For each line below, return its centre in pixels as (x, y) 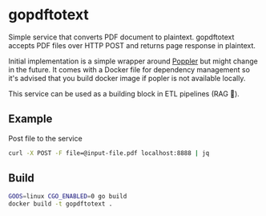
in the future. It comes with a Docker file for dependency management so (129, 69)
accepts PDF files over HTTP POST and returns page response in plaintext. (132, 45)
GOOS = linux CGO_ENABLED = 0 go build (68, 197)
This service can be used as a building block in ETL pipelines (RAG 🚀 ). (124, 93)
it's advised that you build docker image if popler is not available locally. (127, 78)
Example (30, 119)
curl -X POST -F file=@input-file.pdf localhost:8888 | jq (109, 153)
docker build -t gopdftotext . (60, 204)
